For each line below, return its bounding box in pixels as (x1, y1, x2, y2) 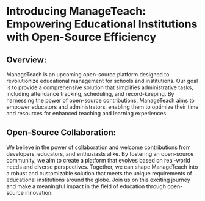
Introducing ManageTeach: (6, 4, 146, 18)
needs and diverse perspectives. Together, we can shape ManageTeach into (6, 163, 198, 170)
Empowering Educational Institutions (6, 17, 198, 31)
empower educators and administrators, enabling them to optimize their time (6, 103, 199, 111)
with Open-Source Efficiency (6, 31, 157, 44)
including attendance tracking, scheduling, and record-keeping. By (6, 90, 174, 97)
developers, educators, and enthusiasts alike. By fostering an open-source (6, 150, 194, 157)
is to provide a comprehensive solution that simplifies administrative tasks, (6, 84, 193, 91)
